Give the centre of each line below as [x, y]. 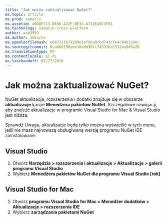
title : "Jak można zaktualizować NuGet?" [49, 10]
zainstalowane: [21, 136]
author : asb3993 [22, 33]
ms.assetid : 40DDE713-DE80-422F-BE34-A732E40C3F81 [59, 24]
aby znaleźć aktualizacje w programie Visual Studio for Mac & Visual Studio [83, 110]
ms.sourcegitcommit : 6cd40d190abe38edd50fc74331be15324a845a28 [72, 47]
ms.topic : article [24, 14]
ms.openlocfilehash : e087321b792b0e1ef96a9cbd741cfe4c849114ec [72, 42]
